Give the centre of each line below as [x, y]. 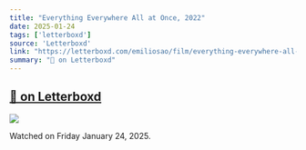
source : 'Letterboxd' [51, 43]
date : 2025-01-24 [42, 26]
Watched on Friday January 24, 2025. [80, 135]
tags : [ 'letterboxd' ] [51, 35]
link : [20, 52]
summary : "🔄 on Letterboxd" [63, 60]
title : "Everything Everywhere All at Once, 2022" [107, 18]
